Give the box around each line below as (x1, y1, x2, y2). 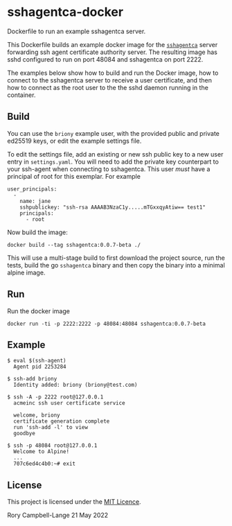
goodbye (13, 430, 36, 437)
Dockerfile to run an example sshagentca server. (7, 27, 146, 35)
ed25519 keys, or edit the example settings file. (7, 137, 142, 145)
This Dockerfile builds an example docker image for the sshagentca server (7, 40, 218, 49)
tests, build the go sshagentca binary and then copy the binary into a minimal (7, 261, 225, 269)
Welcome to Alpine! (13, 448, 70, 455)
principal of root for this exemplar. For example (7, 172, 141, 180)
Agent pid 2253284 (13, 363, 67, 371)
